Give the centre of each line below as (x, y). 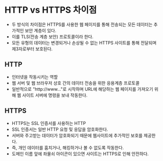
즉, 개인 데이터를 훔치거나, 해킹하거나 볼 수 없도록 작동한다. (68, 147)
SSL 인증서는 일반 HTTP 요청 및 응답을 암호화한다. (60, 129)
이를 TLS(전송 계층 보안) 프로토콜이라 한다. (52, 37)
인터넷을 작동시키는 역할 (35, 77)
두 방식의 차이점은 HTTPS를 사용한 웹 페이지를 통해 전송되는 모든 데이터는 (82, 24)
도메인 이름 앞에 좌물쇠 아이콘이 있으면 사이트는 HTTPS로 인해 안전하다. (80, 154)
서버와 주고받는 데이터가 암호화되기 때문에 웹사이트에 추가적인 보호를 (77, 135)
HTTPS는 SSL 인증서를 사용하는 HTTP (49, 123)
